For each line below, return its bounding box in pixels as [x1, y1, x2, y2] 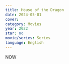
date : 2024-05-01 [5, 12, 42, 17]
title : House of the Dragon [5, 7, 64, 13]
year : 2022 [5, 26, 28, 31]
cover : [5, 17, 19, 22]
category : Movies [5, 21, 42, 27]
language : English [5, 40, 44, 45]
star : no [5, 31, 24, 36]
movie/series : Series [5, 36, 51, 41]
